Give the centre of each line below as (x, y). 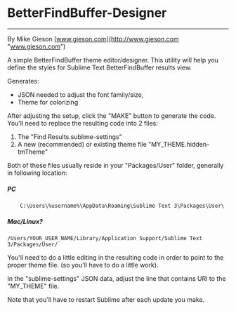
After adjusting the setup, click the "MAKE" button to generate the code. (112, 115)
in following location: (37, 173)
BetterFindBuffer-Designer (87, 13)
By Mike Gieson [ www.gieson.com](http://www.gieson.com (93, 39)
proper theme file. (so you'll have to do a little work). (83, 265)
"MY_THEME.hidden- (179, 144)
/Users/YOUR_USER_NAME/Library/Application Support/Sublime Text (105, 238)
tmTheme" (32, 152)
